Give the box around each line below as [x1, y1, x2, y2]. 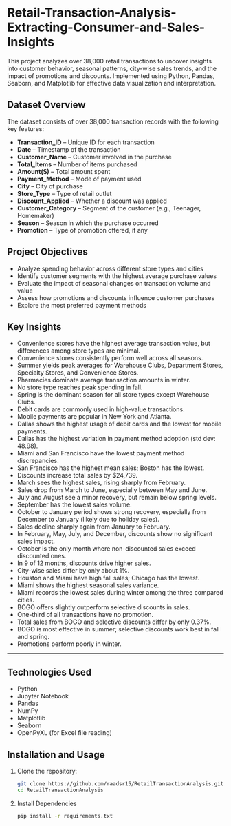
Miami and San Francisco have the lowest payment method [16, 449, 185, 458]
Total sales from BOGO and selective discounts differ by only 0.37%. [16, 618, 212, 626]
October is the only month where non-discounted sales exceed [16, 544, 196, 553]
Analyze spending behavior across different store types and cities [16, 264, 204, 273]
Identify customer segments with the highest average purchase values [16, 271, 217, 280]
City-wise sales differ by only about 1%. [16, 567, 130, 575]
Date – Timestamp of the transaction [16, 145, 122, 153]
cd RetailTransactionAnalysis [16, 787, 104, 794]
